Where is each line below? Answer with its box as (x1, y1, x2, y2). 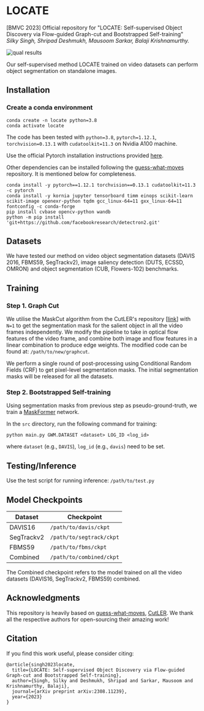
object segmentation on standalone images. (6, 67, 118, 74)
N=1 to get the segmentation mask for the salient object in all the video (6, 322, 183, 329)
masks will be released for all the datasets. (6, 373, 114, 380)
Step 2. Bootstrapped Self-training (6, 388, 111, 397)
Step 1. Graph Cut (6, 301, 59, 310)
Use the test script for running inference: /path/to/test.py (6, 477, 155, 484)
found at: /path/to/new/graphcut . (6, 348, 90, 355)
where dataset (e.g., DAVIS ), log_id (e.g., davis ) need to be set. (6, 443, 165, 450)
